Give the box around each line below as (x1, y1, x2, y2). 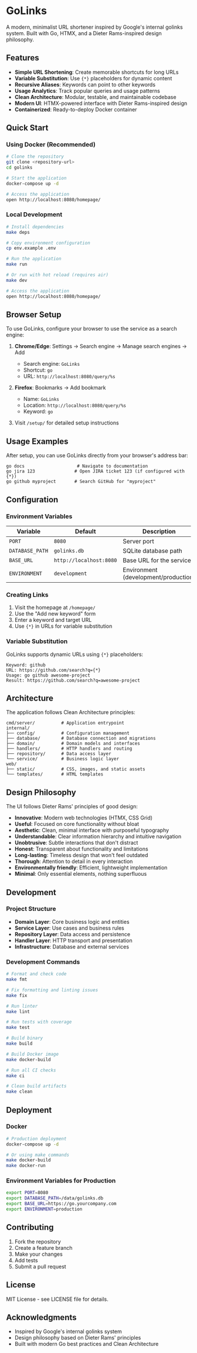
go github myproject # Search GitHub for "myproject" (6, 479, 157, 485)
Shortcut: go (23, 366, 53, 373)
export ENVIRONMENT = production (6, 1206, 83, 1212)
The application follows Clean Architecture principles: (6, 709, 136, 716)
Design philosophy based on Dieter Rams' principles (14, 1334, 141, 1341)
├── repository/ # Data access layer (6, 751, 111, 757)
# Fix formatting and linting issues (6, 987, 98, 993)
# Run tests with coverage (6, 1019, 72, 1025)
